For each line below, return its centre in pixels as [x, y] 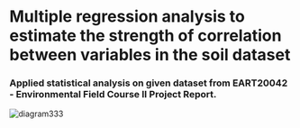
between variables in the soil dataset [150, 55]
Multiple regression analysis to [127, 17]
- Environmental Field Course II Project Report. [113, 95]
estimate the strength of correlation [145, 36]
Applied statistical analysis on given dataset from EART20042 [149, 83]
